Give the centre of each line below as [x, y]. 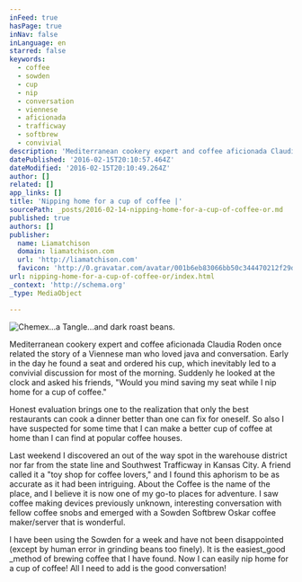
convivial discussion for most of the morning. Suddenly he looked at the [142, 373]
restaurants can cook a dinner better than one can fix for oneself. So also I [147, 419]
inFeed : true [34, 18]
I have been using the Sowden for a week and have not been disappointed [147, 539]
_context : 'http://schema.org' [68, 285]
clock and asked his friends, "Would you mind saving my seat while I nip [143, 382]
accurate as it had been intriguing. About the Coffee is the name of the [140, 484]
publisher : [30, 234]
